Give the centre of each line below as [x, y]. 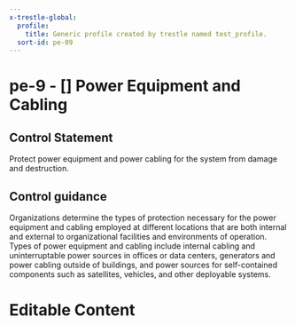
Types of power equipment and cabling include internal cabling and [132, 246]
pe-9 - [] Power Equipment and [125, 86]
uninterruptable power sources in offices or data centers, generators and [143, 256]
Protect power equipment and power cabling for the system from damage [143, 159]
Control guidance [58, 196]
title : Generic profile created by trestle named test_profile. [146, 34]
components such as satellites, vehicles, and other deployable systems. [140, 274]
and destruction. [39, 169]
